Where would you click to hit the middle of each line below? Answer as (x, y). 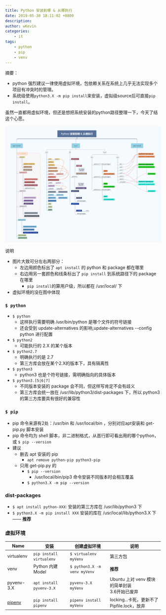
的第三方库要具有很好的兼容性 (50, 398)
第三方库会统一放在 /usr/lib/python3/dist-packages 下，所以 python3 (90, 393)
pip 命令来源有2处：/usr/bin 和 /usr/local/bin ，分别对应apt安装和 (78, 423)
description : (19, 21)
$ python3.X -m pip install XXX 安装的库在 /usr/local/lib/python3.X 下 (84, 513)
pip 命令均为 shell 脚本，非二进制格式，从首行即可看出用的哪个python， (85, 436)
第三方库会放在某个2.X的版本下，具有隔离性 (64, 363)
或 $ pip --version (32, 441)
